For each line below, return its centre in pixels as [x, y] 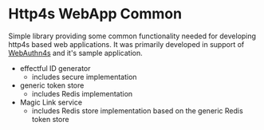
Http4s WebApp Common [95, 14]
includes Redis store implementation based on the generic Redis [137, 110]
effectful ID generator [55, 68]
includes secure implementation [84, 77]
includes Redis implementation [82, 93]
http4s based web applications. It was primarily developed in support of [126, 44]
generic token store [52, 85]
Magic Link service [51, 102]
